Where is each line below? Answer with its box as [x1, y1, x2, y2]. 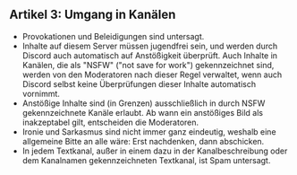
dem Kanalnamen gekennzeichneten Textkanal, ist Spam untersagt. [21, 154, 271, 165]
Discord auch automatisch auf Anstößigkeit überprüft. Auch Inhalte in [21, 49, 278, 61]
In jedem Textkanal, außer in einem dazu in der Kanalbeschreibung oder [21, 145, 288, 156]
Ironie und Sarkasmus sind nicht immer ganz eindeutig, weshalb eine [21, 126, 276, 137]
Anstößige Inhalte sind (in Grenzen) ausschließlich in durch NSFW [21, 98, 266, 109]
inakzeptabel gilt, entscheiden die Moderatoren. [21, 117, 199, 127]
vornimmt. [21, 88, 61, 99]
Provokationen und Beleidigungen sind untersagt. [21, 31, 205, 41]
